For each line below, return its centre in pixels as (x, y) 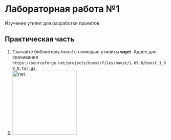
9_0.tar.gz (24, 68)
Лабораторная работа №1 (62, 9)
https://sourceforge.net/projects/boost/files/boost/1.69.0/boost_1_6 (89, 63)
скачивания (25, 57)
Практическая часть (40, 39)
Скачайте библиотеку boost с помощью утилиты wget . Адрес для (84, 51)
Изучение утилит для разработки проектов (52, 23)
